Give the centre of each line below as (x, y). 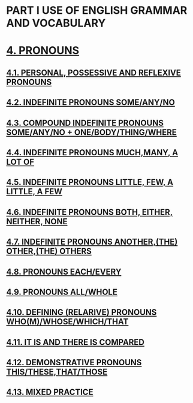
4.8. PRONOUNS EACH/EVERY (64, 271)
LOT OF (20, 162)
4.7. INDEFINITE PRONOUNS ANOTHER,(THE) (92, 242)
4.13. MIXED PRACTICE (50, 393)
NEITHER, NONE (37, 222)
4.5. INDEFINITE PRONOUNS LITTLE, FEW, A (90, 183)
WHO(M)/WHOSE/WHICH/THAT (67, 322)
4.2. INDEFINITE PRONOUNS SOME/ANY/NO (91, 103)
